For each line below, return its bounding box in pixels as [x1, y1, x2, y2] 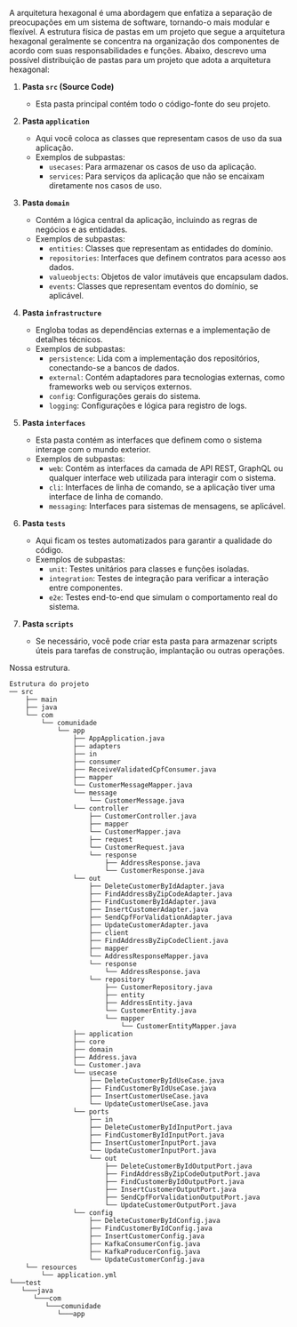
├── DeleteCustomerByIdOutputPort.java [104, 1162, 253, 1171]
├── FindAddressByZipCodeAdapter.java [88, 890, 233, 899]
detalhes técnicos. [35, 334, 104, 345]
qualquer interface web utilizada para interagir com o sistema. [48, 473, 277, 483]
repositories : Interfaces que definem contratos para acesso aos [48, 252, 286, 263]
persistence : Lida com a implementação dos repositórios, [48, 353, 261, 364]
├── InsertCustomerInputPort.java [88, 1139, 217, 1147]
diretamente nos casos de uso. [48, 180, 163, 190]
